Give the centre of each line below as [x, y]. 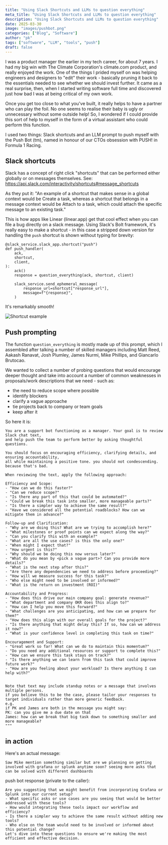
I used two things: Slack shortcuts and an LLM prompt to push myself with [82, 134]
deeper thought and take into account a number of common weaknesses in [83, 376]
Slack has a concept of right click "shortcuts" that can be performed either [82, 173]
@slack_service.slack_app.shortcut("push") [52, 244]
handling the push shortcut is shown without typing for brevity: [70, 235]
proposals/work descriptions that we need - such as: [60, 381]
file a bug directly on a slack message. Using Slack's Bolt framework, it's [80, 225]
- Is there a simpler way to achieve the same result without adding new [84, 816]
